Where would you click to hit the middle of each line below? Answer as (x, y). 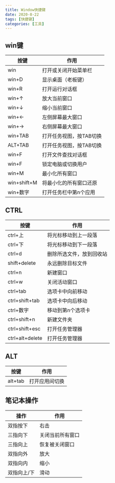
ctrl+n (15, 272)
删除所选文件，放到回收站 (77, 254)
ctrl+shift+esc (24, 328)
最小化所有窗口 (60, 174)
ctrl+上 (16, 235)
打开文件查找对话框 (65, 155)
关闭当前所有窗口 (59, 435)
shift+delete (22, 263)
